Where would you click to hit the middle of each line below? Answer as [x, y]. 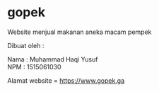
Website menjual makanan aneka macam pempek [79, 32]
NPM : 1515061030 [34, 67]
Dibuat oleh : [26, 45]
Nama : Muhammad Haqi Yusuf [53, 59]
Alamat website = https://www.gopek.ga [66, 80]
